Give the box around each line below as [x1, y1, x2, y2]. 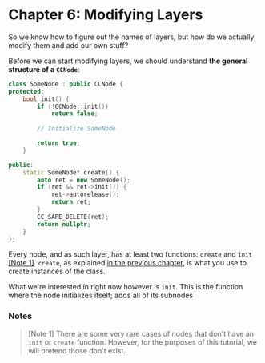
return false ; [50, 110, 98, 118]
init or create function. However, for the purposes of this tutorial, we [27, 337, 258, 347]
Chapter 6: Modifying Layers [8, 6, 203, 24]
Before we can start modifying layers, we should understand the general [8, 56, 248, 66]
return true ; [37, 139, 81, 147]
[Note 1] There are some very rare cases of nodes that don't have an [27, 329, 255, 338]
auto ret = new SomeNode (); [37, 176, 130, 184]
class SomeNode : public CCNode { [8, 80, 124, 88]
